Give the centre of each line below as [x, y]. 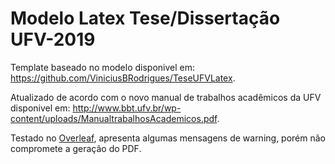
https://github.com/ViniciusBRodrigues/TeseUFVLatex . [123, 78]
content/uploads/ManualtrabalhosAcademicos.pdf [114, 118]
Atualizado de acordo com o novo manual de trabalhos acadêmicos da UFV [166, 97]
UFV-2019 [53, 39]
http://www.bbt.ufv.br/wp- [127, 108]
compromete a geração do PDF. [76, 148]
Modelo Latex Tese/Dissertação [145, 18]
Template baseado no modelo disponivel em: [103, 67]
